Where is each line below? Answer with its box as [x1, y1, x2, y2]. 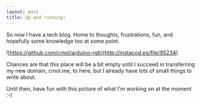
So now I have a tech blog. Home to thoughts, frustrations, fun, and [6, 31, 173, 38]
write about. [6, 73, 36, 81]
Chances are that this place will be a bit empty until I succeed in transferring [6, 61, 196, 68]
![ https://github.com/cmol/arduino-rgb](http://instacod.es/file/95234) [6, 49, 179, 56]
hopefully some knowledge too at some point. [6, 37, 120, 44]
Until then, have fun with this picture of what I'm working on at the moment [6, 85, 192, 92]
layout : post [6, 8, 39, 15]
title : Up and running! [6, 14, 66, 20]
